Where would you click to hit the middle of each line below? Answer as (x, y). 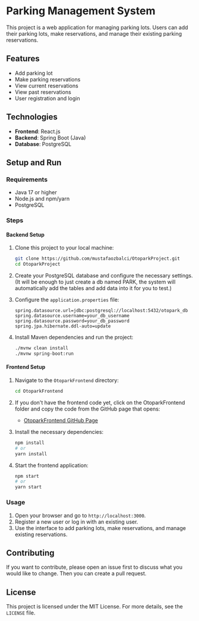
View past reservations (43, 92)
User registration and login (47, 98)
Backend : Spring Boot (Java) (50, 137)
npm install (29, 443)
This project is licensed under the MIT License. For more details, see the (94, 607)
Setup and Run (34, 163)
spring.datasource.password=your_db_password (72, 321)
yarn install (31, 454)
